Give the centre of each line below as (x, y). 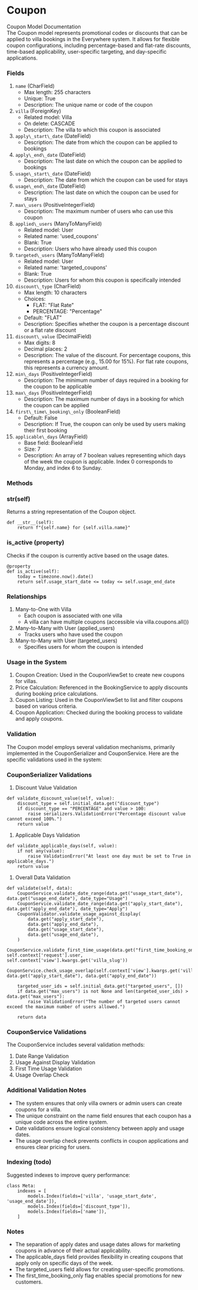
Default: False (41, 418)
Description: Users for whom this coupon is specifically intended (102, 280)
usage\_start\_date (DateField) (53, 174)
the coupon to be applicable (58, 387)
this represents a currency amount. (66, 368)
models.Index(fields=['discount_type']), (79, 1206)
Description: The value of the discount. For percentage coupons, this (108, 355)
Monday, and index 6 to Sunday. (63, 468)
